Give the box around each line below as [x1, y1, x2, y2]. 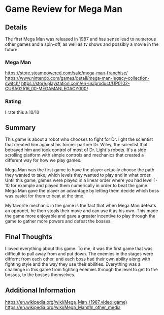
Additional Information [5, 286, 76, 294]
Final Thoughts [5, 232, 53, 241]
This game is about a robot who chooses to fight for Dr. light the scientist [5, 136, 153, 142]
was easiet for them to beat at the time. [5, 193, 85, 199]
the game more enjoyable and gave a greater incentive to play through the [5, 213, 156, 219]
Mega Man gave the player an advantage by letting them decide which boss [5, 188, 159, 194]
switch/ [5, 80, 21, 87]
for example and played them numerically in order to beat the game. [10, 183, 149, 189]
